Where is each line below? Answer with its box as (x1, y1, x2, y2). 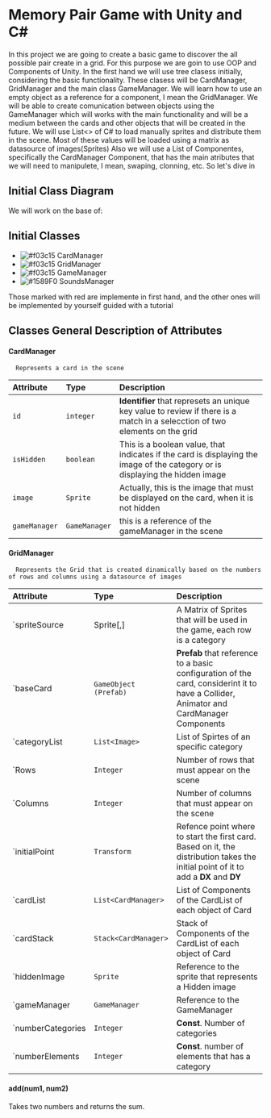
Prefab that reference (176, 648, 259, 659)
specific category (176, 741, 244, 753)
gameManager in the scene (119, 526, 223, 537)
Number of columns (176, 788, 252, 799)
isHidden (12, 455, 46, 465)
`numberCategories (12, 1023, 86, 1034)
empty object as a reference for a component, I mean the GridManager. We (8, 92, 258, 102)
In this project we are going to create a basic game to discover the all (8, 49, 238, 59)
